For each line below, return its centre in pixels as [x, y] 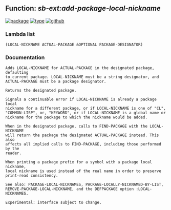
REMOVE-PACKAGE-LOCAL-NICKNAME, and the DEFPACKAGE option [70, 189]
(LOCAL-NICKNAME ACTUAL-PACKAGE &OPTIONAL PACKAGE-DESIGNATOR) [74, 45]
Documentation [25, 57]
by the [12, 149]
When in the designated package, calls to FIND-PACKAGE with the [76, 127]
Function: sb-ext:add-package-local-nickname [83, 8]
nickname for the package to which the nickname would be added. [76, 117]
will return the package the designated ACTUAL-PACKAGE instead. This [82, 135]
